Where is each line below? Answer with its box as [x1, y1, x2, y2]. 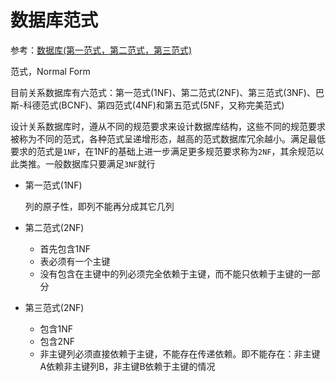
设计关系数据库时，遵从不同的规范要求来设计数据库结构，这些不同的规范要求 [10, 120, 326, 132]
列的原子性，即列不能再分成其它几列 [24, 200, 175, 212]
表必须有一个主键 [39, 255, 111, 267]
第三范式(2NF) [24, 301, 85, 313]
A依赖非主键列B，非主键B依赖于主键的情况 [39, 360, 216, 372]
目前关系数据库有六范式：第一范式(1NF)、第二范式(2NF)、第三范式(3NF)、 [10, 86, 316, 98]
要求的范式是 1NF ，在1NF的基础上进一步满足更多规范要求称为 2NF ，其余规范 [10, 145, 316, 157]
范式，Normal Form [10, 65, 91, 77]
